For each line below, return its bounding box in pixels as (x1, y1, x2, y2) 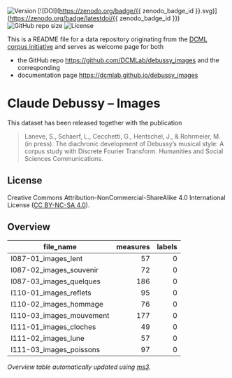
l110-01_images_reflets (10, 288, 92, 297)
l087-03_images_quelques (10, 276, 101, 286)
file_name (43, 241, 77, 251)
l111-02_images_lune (10, 333, 85, 343)
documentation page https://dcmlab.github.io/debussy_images (17, 71, 198, 79)
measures (116, 241, 150, 251)
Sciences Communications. (24, 154, 103, 162)
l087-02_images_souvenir (10, 265, 99, 274)
